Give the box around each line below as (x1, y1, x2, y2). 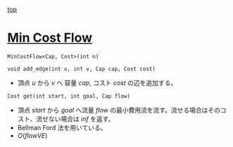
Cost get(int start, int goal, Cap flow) (7, 92, 131, 100)
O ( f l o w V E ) (17, 131, 48, 139)
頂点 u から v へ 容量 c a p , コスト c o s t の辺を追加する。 (17, 78, 177, 87)
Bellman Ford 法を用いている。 (17, 123, 107, 132)
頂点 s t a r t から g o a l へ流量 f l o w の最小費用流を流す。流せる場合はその (17, 106, 220, 114)
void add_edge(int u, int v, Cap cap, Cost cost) (7, 65, 156, 72)
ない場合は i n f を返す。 (48, 115, 115, 123)
